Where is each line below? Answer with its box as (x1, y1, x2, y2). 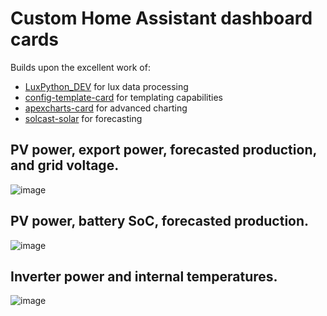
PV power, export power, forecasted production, (10, 142, 317, 159)
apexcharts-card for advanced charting (24, 102, 188, 114)
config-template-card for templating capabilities (24, 91, 224, 103)
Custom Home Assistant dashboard (10, 7, 313, 30)
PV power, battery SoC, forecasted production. (10, 213, 310, 230)
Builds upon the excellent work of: (10, 61, 151, 73)
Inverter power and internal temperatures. (10, 268, 278, 285)
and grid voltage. (10, 157, 120, 174)
